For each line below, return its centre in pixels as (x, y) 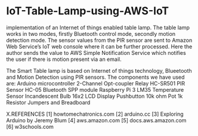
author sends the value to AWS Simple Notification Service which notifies (96, 52)
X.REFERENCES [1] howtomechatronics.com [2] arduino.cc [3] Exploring (95, 114)
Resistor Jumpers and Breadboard (48, 102)
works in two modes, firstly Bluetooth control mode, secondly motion (91, 33)
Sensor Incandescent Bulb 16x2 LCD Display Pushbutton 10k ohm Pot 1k (95, 96)
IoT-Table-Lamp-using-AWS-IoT (88, 11)
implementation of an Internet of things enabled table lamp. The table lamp (98, 27)
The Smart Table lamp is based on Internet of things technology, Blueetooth (99, 70)
